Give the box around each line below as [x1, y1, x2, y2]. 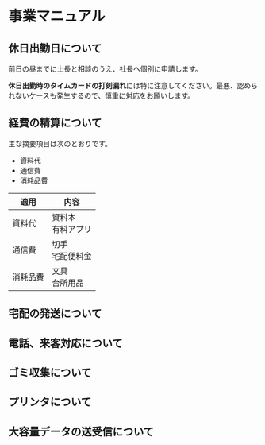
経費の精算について [8, 116, 102, 130]
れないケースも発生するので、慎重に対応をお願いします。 [8, 91, 195, 100]
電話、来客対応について [8, 336, 123, 350]
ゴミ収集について [8, 366, 92, 379]
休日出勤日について [8, 41, 102, 55]
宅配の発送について [8, 307, 102, 320]
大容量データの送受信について [8, 424, 155, 438]
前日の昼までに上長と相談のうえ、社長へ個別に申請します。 [8, 64, 202, 73]
